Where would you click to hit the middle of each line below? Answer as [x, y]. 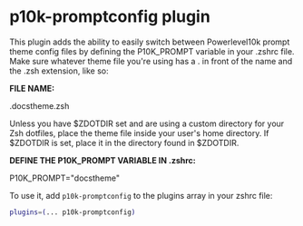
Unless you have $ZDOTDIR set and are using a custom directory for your [147, 123]
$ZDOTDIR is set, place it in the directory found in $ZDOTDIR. [124, 142]
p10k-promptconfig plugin [110, 17]
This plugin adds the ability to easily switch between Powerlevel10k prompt [150, 42]
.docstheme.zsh [39, 105]
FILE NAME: [32, 88]
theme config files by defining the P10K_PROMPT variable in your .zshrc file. [152, 51]
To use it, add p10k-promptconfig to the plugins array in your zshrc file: [141, 195]
